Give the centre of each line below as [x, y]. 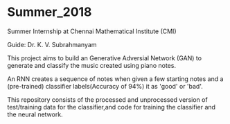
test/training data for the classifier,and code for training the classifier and [112, 107]
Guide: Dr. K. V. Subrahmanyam [52, 44]
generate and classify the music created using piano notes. [92, 65]
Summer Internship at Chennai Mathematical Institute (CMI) [92, 31]
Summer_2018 [50, 12]
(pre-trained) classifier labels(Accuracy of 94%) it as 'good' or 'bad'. [105, 86]
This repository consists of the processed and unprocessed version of [107, 99]
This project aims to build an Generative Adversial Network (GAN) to [105, 58]
